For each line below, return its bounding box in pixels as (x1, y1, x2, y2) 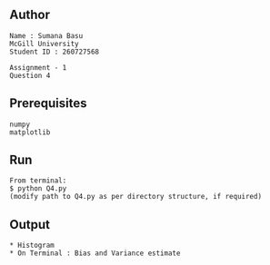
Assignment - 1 (9, 63, 67, 72)
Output (9, 217, 50, 232)
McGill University (9, 39, 79, 48)
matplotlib (9, 127, 51, 137)
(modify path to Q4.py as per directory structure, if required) (9, 192, 262, 201)
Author (9, 7, 50, 23)
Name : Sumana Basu (9, 31, 84, 40)
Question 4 (9, 71, 51, 80)
